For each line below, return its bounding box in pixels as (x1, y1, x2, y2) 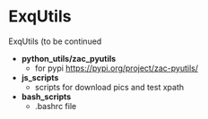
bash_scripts (21, 91, 72, 102)
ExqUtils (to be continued (8, 36, 102, 47)
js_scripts (21, 72, 59, 82)
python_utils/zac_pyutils (21, 53, 117, 64)
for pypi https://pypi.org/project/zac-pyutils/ (34, 63, 199, 73)
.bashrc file (34, 100, 77, 111)
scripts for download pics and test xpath (34, 81, 185, 92)
